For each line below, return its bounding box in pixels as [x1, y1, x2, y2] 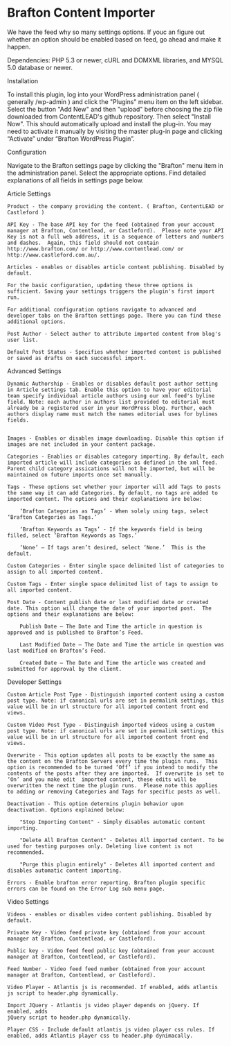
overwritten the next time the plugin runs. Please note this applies [7, 782, 218, 789]
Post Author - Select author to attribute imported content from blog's [7, 330, 221, 337]
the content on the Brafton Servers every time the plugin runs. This [7, 757, 218, 764]
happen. [7, 42, 31, 51]
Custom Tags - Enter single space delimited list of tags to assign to [7, 581, 218, 588]
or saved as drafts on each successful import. [7, 354, 147, 361]
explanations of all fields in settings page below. [7, 175, 144, 185]
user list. [7, 336, 39, 343]
